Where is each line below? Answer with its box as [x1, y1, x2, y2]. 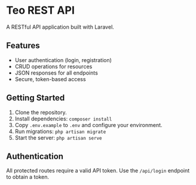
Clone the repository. [14, 109, 67, 116]
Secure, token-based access [14, 75, 86, 82]
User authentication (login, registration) [14, 56, 112, 63]
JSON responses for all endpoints [14, 69, 99, 76]
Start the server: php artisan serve [14, 134, 102, 141]
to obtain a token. [6, 174, 50, 181]
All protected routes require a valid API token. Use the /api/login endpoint [6, 167, 190, 174]
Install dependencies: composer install [14, 115, 112, 122]
